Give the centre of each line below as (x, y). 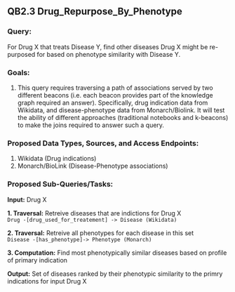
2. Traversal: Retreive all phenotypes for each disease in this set (101, 233)
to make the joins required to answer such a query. (91, 125)
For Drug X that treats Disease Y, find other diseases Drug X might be (108, 47)
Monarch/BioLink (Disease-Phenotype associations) (93, 166)
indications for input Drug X (47, 281)
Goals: (19, 72)
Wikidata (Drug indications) (57, 159)
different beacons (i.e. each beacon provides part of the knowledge (115, 95)
